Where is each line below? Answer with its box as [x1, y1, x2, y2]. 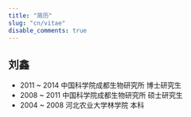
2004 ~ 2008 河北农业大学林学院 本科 [19, 100, 145, 110]
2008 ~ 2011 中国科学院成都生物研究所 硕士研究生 [19, 91, 183, 100]
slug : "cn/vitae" [8, 19, 66, 27]
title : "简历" [8, 11, 53, 20]
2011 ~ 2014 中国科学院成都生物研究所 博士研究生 [19, 80, 181, 90]
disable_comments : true [8, 26, 88, 34]
